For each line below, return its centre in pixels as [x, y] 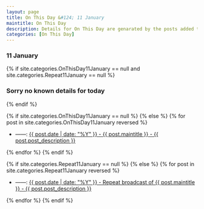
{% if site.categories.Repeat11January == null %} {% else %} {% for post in [100, 164]
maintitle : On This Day [36, 23]
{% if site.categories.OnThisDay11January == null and [73, 69]
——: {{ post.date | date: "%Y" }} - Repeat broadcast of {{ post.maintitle [105, 182]
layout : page [23, 12]
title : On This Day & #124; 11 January [55, 18]
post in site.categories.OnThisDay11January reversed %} [77, 122]
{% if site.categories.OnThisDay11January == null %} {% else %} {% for [96, 116]
